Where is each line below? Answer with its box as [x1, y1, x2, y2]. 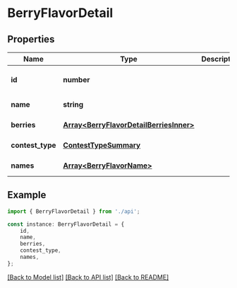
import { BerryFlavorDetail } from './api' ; [7, 207, 140, 215]
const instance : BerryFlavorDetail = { [7, 221, 125, 228]
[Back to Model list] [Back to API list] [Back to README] [7, 272, 169, 281]
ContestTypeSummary [63, 140, 141, 150]
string [63, 100, 84, 109]
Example [7, 189, 47, 201]
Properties [7, 33, 55, 45]
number [63, 75, 90, 84]
